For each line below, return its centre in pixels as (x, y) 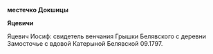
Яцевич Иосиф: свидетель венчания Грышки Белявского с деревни (106, 36)
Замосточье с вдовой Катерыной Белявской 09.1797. (85, 43)
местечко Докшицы (38, 10)
